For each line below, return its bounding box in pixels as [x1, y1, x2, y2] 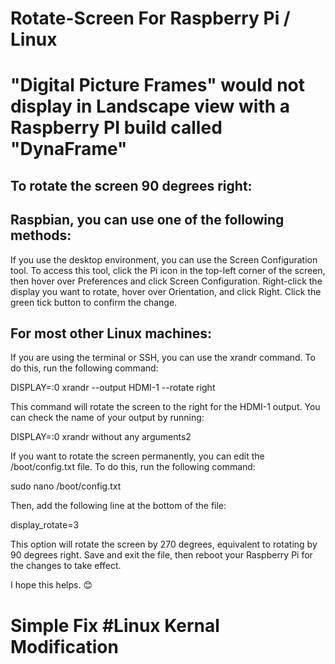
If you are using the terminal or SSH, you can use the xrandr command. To [10, 352, 316, 364]
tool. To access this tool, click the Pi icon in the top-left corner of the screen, [10, 264, 326, 276]
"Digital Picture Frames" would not [10, 74, 306, 97]
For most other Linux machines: [10, 325, 213, 342]
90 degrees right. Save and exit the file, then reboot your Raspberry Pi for [10, 549, 313, 561]
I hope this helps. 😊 [10, 579, 93, 591]
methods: [10, 227, 72, 244]
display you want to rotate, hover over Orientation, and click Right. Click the [10, 285, 322, 297]
